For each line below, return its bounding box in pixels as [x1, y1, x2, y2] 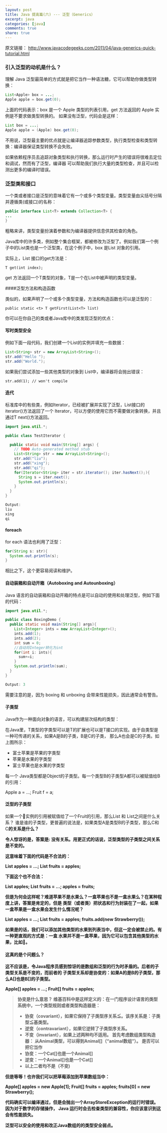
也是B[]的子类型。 [16, 976, 53, 982]
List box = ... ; [5, 123, 39, 128]
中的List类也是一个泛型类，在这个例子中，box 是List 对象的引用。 [9, 244, 143, 250]
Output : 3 [5, 682, 26, 687]
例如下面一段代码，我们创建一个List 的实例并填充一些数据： [5, 339, 126, 345]
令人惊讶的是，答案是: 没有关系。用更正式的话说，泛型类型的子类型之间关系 [5, 836, 160, 842]
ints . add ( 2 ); [14, 635, 41, 641]
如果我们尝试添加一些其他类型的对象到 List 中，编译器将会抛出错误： [5, 368, 145, 375]
